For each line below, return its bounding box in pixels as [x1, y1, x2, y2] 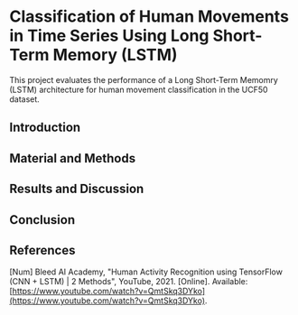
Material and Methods [9, 151, 136, 166]
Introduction [9, 120, 81, 135]
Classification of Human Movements [9, 6, 289, 27]
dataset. [9, 93, 41, 105]
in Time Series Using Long [9, 25, 210, 46]
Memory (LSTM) [52, 45, 178, 65]
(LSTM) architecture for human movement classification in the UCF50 [9, 84, 268, 95]
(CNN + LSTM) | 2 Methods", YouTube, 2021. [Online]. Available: [9, 276, 248, 287]
